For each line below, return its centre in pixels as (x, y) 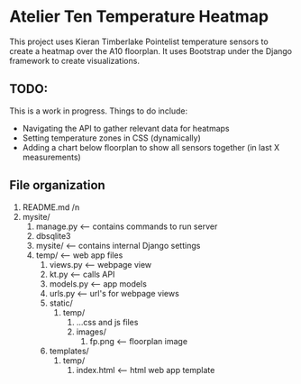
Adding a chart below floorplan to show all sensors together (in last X (151, 147)
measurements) (51, 157)
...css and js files (107, 322)
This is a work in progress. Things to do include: (99, 111)
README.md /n (51, 207)
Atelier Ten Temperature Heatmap (139, 17)
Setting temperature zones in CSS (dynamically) (111, 138)
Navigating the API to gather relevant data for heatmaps (126, 128)
